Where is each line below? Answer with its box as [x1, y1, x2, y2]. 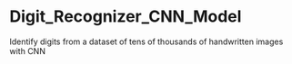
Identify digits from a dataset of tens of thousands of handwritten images [9, 36, 284, 47]
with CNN [9, 45, 45, 56]
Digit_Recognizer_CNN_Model [9, 6, 242, 27]
